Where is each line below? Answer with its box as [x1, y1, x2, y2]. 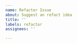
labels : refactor [5, 21, 43, 27]
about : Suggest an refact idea [5, 12, 72, 17]
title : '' [5, 17, 27, 22]
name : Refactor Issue [5, 7, 52, 13]
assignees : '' [5, 27, 36, 32]
